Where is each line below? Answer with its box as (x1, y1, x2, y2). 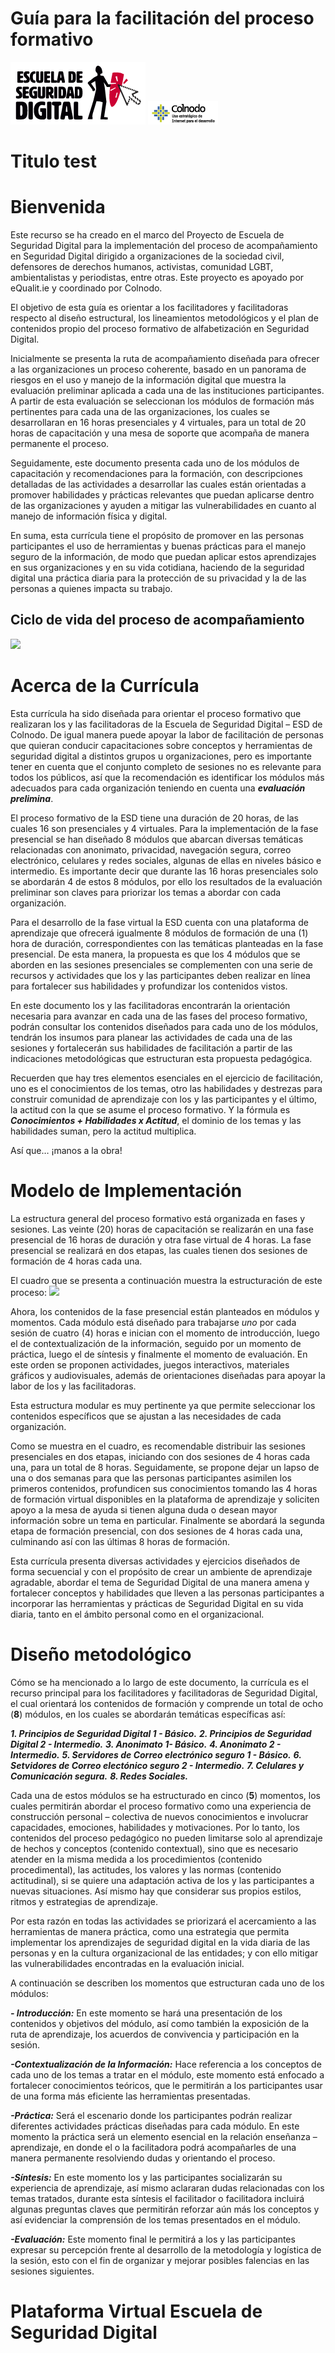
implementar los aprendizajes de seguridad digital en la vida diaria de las (10, 1936, 311, 1948)
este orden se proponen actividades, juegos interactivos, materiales (10, 1358, 290, 1371)
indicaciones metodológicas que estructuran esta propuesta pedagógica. (10, 1052, 313, 1064)
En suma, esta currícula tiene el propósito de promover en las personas (10, 530, 305, 542)
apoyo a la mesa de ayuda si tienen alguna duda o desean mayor (10, 1503, 278, 1516)
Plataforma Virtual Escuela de (10, 2300, 263, 2322)
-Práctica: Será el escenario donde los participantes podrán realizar (10, 2109, 293, 2121)
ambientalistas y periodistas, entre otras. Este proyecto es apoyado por (10, 272, 305, 284)
